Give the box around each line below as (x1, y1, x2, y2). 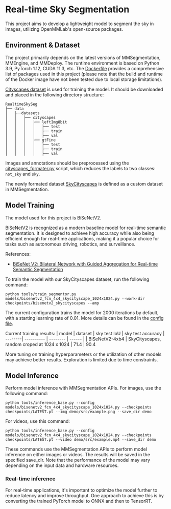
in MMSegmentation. (5, 186, 50, 192)
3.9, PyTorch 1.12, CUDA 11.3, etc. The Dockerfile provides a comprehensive (5, 65, 164, 71)
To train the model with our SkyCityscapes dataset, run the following (5, 276, 150, 282)
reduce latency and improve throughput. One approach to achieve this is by (5, 492, 164, 498)
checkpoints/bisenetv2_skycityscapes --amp (5, 300, 100, 306)
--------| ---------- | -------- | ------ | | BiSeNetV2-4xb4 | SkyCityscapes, (5, 336, 161, 342)
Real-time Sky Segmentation (5, 4, 130, 15)
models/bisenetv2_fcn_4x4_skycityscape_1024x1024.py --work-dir (5, 296, 145, 301)
